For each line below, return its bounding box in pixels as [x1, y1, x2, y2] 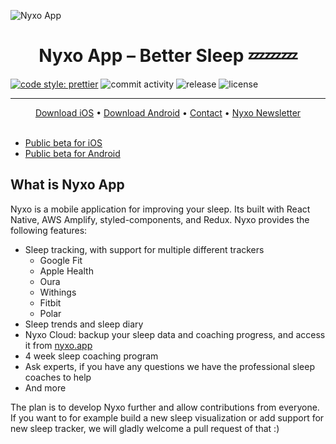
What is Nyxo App [10, 176, 125, 194]
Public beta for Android [24, 147, 121, 159]
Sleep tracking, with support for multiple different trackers [24, 243, 265, 255]
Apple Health [39, 265, 94, 277]
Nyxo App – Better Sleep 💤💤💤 [38, 45, 298, 67]
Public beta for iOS [24, 136, 103, 149]
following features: [10, 224, 88, 236]
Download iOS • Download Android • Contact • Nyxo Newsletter [34, 106, 302, 119]
